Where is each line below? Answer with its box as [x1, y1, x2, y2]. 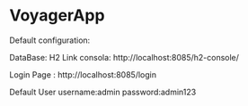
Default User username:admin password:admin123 [9, 86, 197, 97]
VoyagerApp [9, 5, 105, 26]
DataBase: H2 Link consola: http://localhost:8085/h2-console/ [9, 52, 240, 62]
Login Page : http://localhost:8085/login [9, 69, 157, 80]
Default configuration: [9, 35, 91, 45]
